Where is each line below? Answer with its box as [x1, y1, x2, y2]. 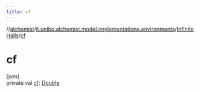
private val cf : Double [6, 79, 60, 86]
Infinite [176, 25, 195, 32]
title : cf [6, 8, 31, 15]
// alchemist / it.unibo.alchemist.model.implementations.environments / [6, 25, 177, 32]
